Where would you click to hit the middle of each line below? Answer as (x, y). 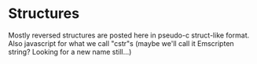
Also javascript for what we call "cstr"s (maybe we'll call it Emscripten (121, 43)
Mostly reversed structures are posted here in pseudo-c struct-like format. (129, 35)
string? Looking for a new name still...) (70, 52)
